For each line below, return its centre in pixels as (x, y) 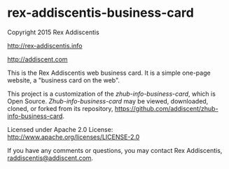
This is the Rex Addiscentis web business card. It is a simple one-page (109, 73)
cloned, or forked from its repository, (60, 108)
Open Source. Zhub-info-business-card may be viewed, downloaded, (108, 101)
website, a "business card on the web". (64, 80)
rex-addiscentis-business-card (100, 13)
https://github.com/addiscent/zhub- (166, 108)
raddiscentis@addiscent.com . (50, 158)
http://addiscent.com (37, 59)
